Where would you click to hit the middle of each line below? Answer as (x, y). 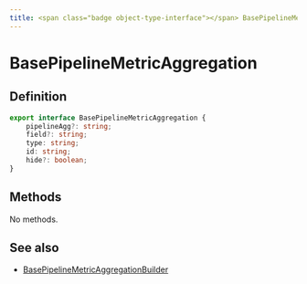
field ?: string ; (57, 135)
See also (34, 247)
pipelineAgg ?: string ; (69, 126)
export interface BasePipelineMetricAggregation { (108, 118)
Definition (38, 97)
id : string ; (48, 152)
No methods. (34, 219)
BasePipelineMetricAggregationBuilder (95, 269)
